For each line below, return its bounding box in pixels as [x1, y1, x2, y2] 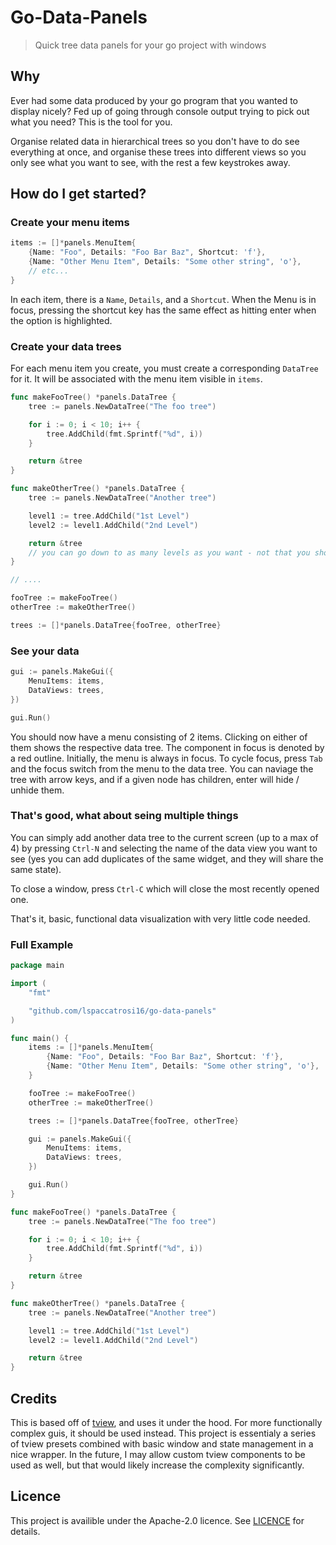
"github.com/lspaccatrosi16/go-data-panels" [28, 1006, 217, 1016]
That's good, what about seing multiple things [10, 809, 239, 823]
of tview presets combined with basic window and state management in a [10, 1437, 314, 1450]
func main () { [10, 1033, 70, 1043]
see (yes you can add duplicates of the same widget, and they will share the [10, 852, 324, 865]
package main [10, 961, 65, 971]
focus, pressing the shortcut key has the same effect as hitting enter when [10, 304, 317, 316]
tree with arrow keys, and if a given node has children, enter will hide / [10, 773, 300, 785]
